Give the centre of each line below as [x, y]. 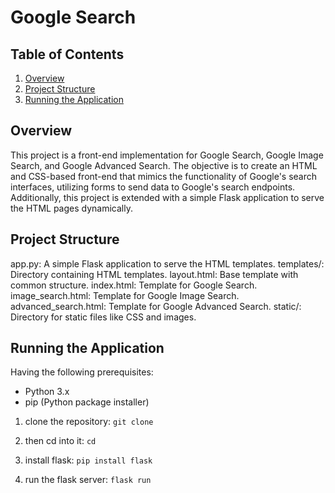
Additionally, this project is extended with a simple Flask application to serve [167, 197]
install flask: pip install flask [88, 460]
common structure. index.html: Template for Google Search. [134, 285]
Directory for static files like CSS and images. [103, 317]
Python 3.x [47, 392]
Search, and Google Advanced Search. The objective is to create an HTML [164, 165]
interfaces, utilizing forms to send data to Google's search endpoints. [153, 187]
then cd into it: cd [60, 441]
